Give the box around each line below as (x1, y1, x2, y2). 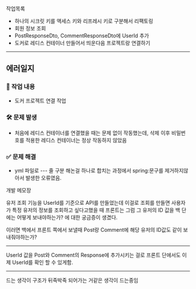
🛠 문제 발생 (6, 113, 37, 121)
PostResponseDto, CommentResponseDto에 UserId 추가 (14, 32, 149, 39)
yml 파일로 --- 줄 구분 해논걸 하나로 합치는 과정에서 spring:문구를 (14, 167, 164, 174)
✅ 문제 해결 (6, 153, 36, 161)
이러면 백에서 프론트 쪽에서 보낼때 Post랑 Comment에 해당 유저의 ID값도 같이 (6, 226, 182, 233)
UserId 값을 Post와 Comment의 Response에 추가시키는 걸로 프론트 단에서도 (6, 252, 181, 259)
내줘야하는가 (6, 233, 35, 241)
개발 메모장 (6, 187, 32, 194)
